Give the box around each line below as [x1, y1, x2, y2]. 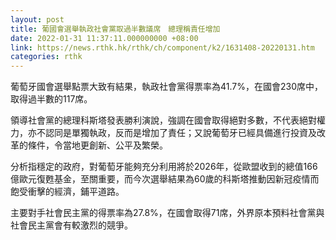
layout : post [10, 14, 65, 25]
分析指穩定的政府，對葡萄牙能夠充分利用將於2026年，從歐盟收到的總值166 [10, 161, 318, 173]
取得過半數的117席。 [10, 93, 93, 105]
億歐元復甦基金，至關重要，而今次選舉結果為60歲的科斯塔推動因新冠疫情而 [10, 173, 320, 185]
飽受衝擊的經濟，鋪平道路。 [10, 186, 125, 198]
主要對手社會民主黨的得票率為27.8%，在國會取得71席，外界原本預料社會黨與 [10, 207, 325, 219]
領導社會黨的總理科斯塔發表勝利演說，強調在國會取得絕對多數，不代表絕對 [10, 114, 317, 126]
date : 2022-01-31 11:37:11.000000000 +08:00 [10, 33, 199, 43]
